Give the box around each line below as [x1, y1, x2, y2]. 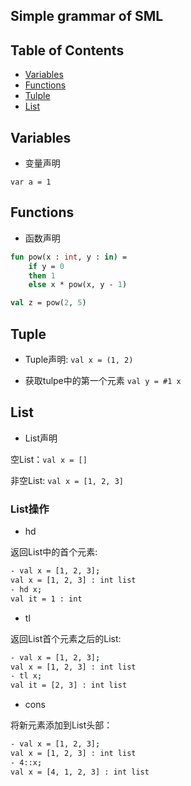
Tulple [24, 90, 51, 102]
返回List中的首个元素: [10, 546, 98, 558]
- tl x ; [10, 671, 43, 681]
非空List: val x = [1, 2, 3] [10, 474, 124, 486]
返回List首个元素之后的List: [10, 632, 122, 644]
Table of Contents [10, 42, 125, 59]
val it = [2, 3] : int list [10, 680, 128, 691]
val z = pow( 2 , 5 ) [10, 298, 87, 308]
